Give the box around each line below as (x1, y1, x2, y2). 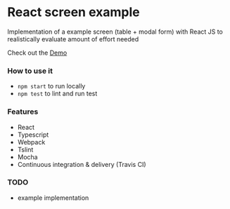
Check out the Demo (7, 48, 68, 57)
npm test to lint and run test (17, 89, 98, 98)
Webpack (17, 137, 46, 146)
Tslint (17, 145, 34, 154)
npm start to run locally (17, 82, 86, 90)
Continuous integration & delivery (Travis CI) (17, 160, 146, 168)
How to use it (7, 66, 53, 76)
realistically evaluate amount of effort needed (7, 34, 139, 43)
